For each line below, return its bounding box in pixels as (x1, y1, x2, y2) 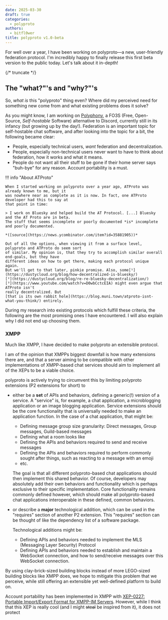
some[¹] (119, 267, 136, 272)
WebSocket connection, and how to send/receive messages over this (20, 552, 163, 558)
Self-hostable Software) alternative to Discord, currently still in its (22, 117, 157, 123)
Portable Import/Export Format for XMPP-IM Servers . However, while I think (5, 598, 161, 604)
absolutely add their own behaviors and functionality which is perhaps (12, 481, 158, 487)
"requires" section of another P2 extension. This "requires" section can (12, 512, 160, 518)
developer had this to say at (5, 197, 69, 202)
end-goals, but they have (5, 254, 59, 259)
